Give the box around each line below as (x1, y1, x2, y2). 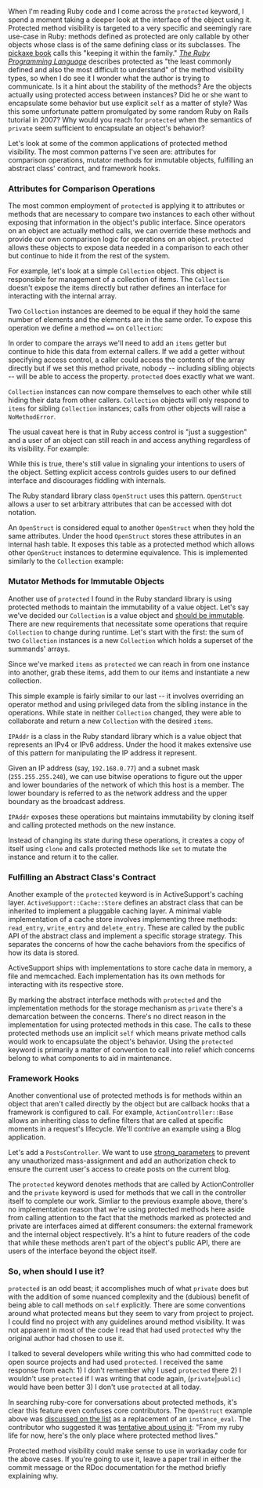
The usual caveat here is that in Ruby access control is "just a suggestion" (8, 427, 248, 437)
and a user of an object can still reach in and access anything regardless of (8, 436, 250, 445)
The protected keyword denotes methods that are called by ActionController (8, 1179, 254, 1189)
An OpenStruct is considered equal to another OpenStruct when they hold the (8, 523, 255, 532)
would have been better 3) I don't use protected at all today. (8, 1382, 202, 1392)
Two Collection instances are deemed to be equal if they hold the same (8, 306, 240, 316)
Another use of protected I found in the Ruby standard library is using (8, 594, 232, 603)
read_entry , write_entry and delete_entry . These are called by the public (8, 923, 245, 932)
